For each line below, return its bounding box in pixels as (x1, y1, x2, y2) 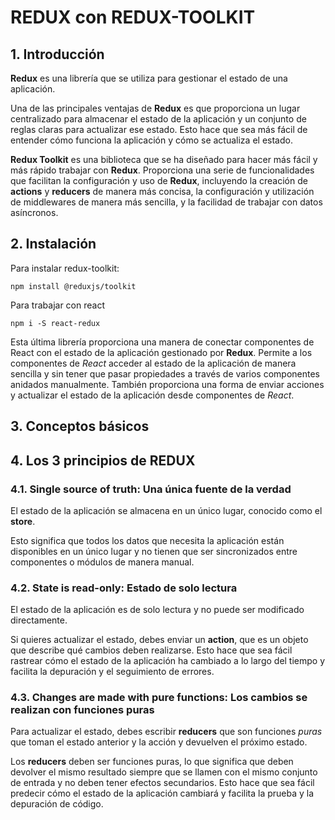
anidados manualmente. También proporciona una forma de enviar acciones (10, 378, 325, 390)
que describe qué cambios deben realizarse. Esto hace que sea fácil (10, 644, 293, 656)
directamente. (10, 614, 68, 626)
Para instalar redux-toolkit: (10, 262, 120, 274)
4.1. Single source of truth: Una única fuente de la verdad (10, 482, 292, 496)
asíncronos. (10, 207, 59, 218)
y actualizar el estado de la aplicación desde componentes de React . (10, 389, 295, 401)
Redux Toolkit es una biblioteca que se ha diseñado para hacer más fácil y (10, 154, 318, 165)
